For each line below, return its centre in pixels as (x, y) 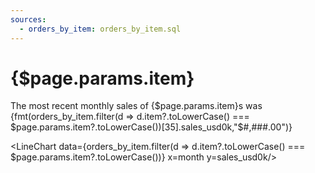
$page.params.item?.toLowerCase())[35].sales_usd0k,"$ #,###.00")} (151, 127)
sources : (28, 19)
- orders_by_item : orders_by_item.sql (100, 29)
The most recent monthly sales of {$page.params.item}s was (136, 106)
